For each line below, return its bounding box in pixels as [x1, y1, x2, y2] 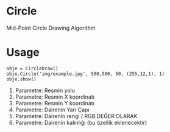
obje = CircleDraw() [6, 65, 59, 71]
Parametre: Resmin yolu [15, 87, 75, 94]
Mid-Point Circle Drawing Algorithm [6, 24, 96, 31]
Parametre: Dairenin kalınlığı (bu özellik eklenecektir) [15, 119, 147, 126]
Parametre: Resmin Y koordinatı [15, 99, 94, 107]
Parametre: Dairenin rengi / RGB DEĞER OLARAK [15, 112, 138, 119]
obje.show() [6, 76, 37, 82]
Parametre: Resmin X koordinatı [15, 93, 94, 101]
